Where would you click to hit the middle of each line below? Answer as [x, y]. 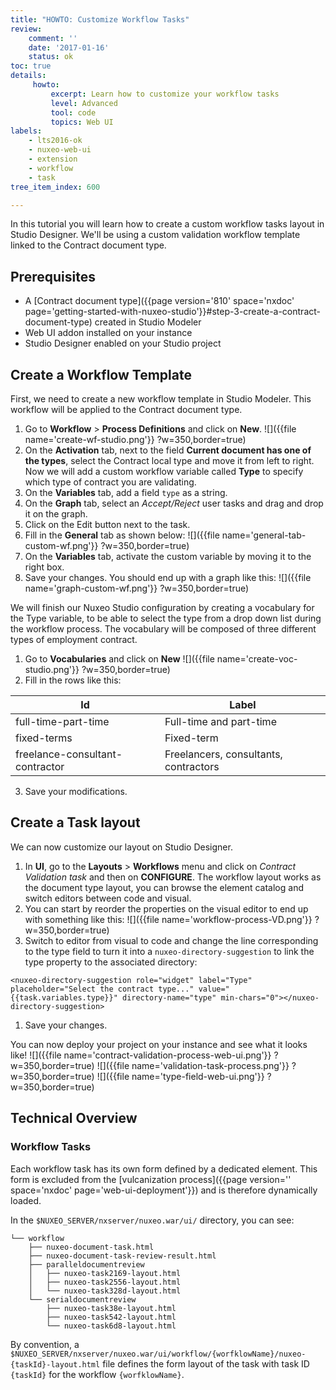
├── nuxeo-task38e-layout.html [111, 1308]
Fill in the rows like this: [73, 680]
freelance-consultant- [69, 754]
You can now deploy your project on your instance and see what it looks [159, 1044]
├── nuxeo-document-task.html [91, 1247]
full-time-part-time [62, 721]
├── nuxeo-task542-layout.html [111, 1317]
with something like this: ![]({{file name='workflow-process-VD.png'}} [168, 919]
